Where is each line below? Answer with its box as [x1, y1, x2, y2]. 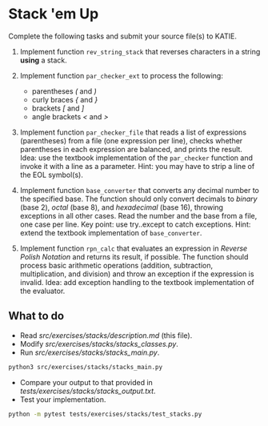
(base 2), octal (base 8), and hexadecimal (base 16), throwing [19, 202, 224, 212]
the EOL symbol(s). [19, 170, 84, 179]
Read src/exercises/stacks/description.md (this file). [19, 330, 193, 340]
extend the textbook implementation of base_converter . [19, 227, 202, 237]
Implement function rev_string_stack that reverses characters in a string [19, 46, 261, 56]
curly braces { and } [31, 94, 98, 104]
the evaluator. [19, 286, 66, 295]
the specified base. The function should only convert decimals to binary [19, 194, 258, 203]
